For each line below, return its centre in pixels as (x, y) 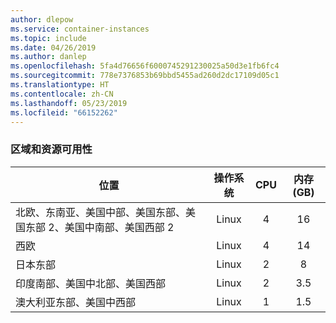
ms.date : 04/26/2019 (53, 47)
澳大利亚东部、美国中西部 (76, 302)
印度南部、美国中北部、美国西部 (91, 283)
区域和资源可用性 (51, 149)
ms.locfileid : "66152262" (64, 112)
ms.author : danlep (48, 57)
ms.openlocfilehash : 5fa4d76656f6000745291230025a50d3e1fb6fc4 (145, 66)
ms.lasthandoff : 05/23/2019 (69, 103)
